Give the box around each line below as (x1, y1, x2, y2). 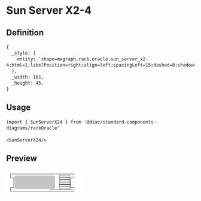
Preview (6, 154, 38, 164)
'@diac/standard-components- (83, 119, 157, 125)
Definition (6, 28, 44, 38)
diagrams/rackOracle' (6, 125, 60, 131)
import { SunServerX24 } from (6, 119, 82, 125)
